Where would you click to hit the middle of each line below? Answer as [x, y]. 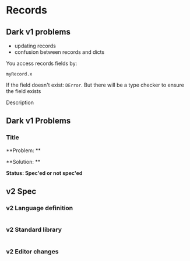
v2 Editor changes [32, 251]
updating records [35, 46]
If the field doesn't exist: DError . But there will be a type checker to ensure [95, 85]
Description [20, 102]
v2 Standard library [34, 230]
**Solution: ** [23, 162]
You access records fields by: [42, 63]
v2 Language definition [40, 208]
